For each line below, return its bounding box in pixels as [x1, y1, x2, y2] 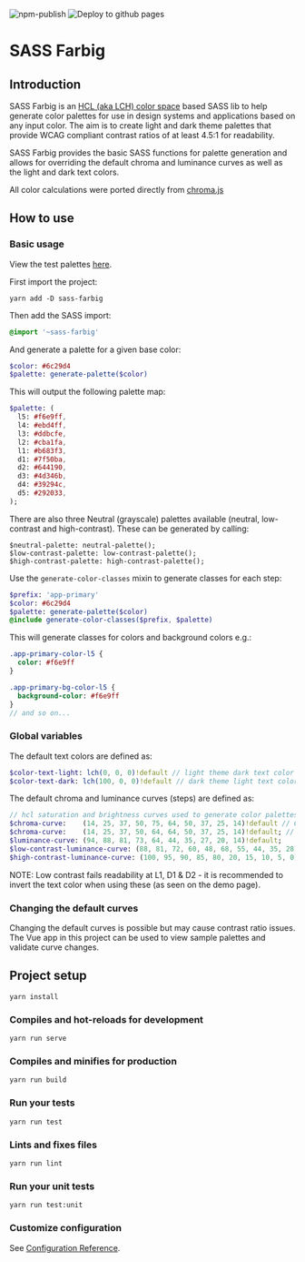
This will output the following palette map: [9, 387, 166, 398]
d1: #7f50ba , [17, 455, 67, 464]
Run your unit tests [9, 1179, 95, 1192]
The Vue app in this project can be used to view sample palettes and [9, 933, 266, 944]
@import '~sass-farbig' [9, 328, 100, 337]
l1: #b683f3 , [17, 446, 67, 455]
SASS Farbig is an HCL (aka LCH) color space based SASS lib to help [9, 101, 268, 111]
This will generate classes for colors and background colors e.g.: [9, 632, 252, 643]
